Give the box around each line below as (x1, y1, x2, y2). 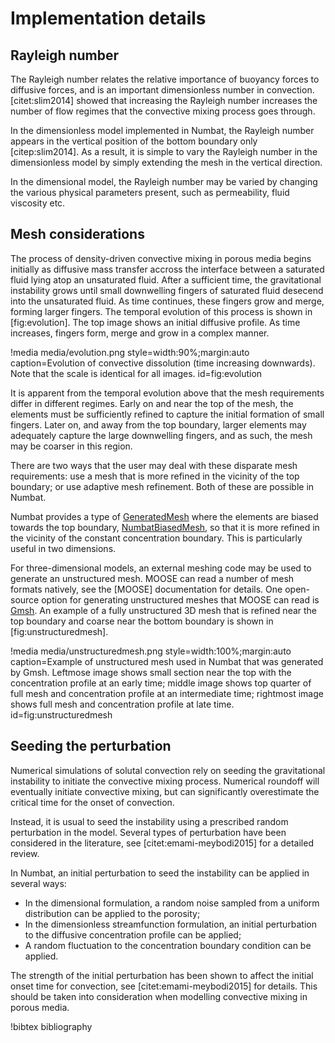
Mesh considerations (10, 226, 145, 243)
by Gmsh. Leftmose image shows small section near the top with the (10, 666, 292, 678)
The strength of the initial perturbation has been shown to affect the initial (10, 969, 314, 981)
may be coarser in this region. (10, 440, 133, 452)
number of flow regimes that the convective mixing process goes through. (10, 105, 316, 117)
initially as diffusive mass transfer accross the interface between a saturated (10, 263, 325, 275)
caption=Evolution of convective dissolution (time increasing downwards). (10, 357, 316, 369)
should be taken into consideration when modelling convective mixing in (10, 990, 308, 1002)
